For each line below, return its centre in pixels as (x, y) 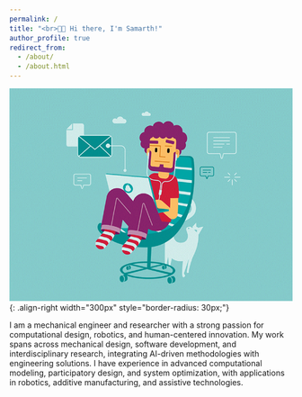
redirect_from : (38, 48)
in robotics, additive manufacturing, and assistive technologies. (126, 382)
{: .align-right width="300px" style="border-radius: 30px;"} (120, 307)
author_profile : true (50, 38)
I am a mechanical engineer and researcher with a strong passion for (137, 325)
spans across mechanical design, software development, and (123, 344)
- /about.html (44, 67)
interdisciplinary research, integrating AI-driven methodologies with (134, 354)
